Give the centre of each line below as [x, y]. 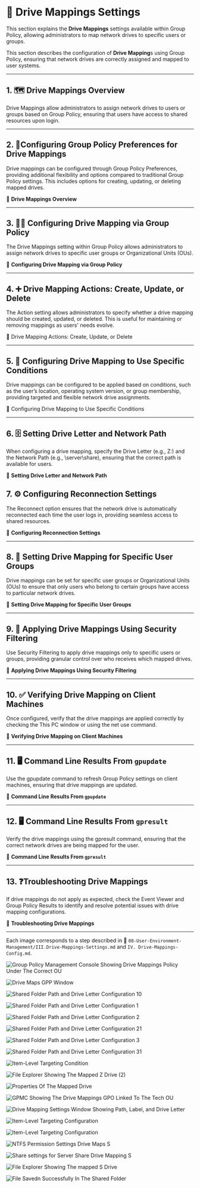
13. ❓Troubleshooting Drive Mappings [77, 882]
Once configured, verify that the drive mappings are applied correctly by [95, 718]
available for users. [29, 464]
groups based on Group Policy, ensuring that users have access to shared [97, 114]
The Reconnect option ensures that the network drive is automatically [91, 508]
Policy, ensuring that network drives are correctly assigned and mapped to [98, 59]
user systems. [23, 65]
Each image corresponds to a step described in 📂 [67, 940]
